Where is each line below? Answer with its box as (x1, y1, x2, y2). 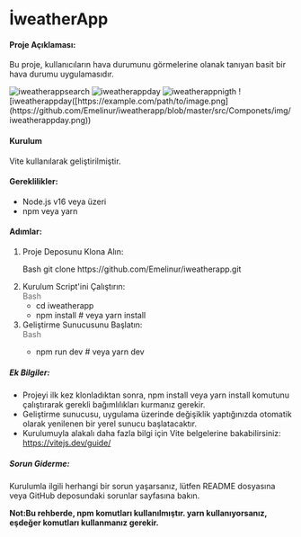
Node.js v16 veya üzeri (22, 196, 107, 207)
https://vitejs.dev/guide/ (22, 437, 111, 448)
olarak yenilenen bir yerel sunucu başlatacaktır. (22, 418, 198, 429)
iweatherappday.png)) (9, 115, 92, 126)
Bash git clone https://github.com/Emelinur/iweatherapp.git (22, 264, 242, 274)
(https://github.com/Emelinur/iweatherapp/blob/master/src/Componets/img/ (9, 105, 292, 116)
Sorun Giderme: (9, 458, 70, 469)
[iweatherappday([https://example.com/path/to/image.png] (9, 95, 229, 107)
